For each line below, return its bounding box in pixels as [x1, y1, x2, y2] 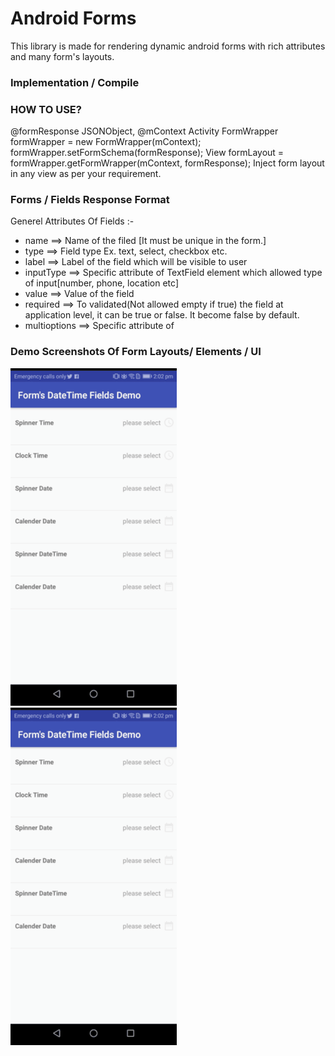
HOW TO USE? [10, 102, 82, 116]
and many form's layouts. [10, 50, 115, 62]
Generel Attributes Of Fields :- [10, 215, 135, 227]
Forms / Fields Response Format [10, 193, 170, 207]
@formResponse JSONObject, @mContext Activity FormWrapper [10, 125, 279, 137]
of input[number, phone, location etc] [24, 277, 179, 289]
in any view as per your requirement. [10, 168, 162, 180]
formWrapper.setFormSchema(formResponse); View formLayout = [10, 147, 285, 159]
